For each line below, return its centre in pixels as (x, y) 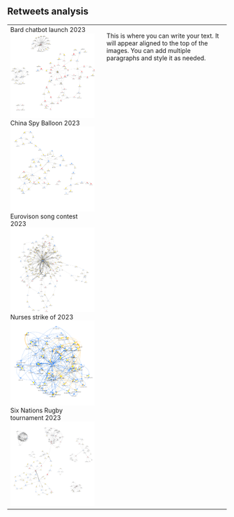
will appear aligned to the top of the (157, 43)
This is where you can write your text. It (163, 36)
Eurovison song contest (44, 216)
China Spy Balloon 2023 (45, 123)
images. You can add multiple (149, 50)
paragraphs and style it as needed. (156, 58)
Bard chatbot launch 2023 (48, 29)
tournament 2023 (36, 417)
